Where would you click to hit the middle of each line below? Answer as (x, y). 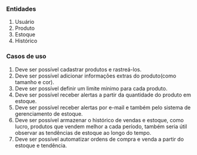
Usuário (24, 22)
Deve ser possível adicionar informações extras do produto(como (96, 76)
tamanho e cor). (35, 82)
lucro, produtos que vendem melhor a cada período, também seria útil (101, 126)
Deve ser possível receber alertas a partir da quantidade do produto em (103, 95)
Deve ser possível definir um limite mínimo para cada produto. (91, 88)
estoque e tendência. (41, 145)
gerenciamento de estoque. (49, 114)
